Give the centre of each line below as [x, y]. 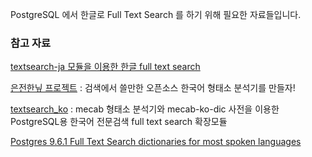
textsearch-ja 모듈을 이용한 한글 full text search [105, 67]
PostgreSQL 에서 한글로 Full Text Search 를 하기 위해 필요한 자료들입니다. [156, 14]
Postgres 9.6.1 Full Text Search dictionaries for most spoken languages [156, 142]
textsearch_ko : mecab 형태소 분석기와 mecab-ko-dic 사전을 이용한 [145, 109]
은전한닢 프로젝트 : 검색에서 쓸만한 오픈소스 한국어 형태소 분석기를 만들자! [153, 88]
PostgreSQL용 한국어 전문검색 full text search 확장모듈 [119, 122]
